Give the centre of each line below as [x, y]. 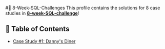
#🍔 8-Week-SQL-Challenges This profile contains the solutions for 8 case [83, 8]
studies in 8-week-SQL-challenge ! [42, 13]
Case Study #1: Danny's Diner [44, 41]
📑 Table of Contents [37, 29]
